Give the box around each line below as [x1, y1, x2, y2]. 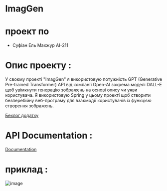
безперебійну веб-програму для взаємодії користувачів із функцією [5, 98, 152, 104]
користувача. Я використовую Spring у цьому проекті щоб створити [5, 92, 151, 98]
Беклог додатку [5, 113, 39, 119]
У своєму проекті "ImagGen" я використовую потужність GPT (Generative [5, 76, 163, 82]
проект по [5, 26, 49, 37]
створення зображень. [5, 103, 54, 109]
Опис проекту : [5, 60, 71, 71]
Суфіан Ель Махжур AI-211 [12, 42, 69, 48]
